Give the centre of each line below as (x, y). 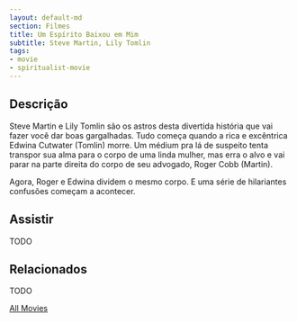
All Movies (28, 309)
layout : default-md (46, 18)
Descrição (39, 104)
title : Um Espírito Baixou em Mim (74, 34)
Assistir (31, 220)
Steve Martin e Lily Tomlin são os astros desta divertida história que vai (141, 126)
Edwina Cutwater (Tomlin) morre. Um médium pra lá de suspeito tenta (139, 145)
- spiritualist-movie (50, 68)
